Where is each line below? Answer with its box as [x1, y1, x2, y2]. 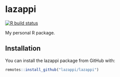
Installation [5, 44, 41, 53]
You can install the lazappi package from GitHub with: [5, 57, 116, 63]
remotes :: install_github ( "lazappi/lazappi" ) [5, 67, 99, 72]
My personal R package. [5, 29, 55, 35]
